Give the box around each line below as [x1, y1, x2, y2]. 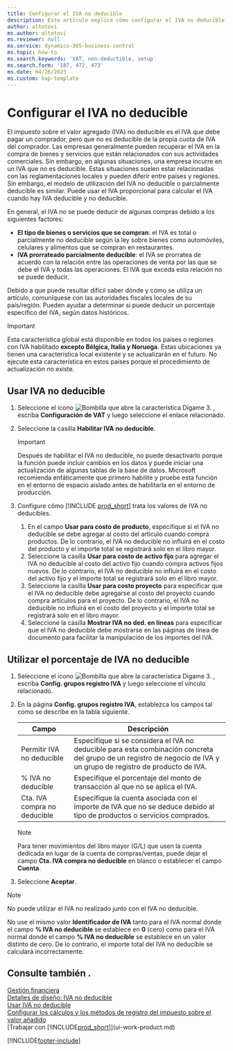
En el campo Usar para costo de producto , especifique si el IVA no [27, 523, 220, 531]
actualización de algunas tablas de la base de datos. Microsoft [17, 466, 196, 475]
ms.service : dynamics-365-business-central [7, 42, 135, 49]
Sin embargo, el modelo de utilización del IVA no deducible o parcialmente [7, 179, 220, 188]
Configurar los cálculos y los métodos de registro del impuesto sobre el [7, 1008, 212, 1016]
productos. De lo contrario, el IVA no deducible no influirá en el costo [27, 537, 225, 546]
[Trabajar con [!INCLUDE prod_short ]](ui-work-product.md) [7, 1023, 175, 1031]
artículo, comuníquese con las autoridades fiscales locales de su [7, 293, 192, 302]
